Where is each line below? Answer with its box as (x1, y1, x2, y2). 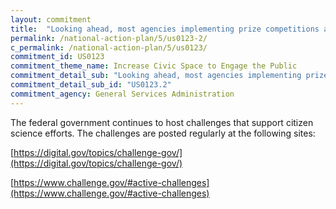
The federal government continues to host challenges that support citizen (10, 116, 314, 128)
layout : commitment (10, 14, 92, 25)
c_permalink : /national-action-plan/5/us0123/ (10, 42, 208, 53)
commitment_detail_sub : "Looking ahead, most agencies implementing (10, 71, 302, 81)
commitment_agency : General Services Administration (10, 89, 235, 99)
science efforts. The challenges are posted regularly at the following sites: (10, 127, 316, 139)
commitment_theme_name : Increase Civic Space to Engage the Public (10, 61, 298, 71)
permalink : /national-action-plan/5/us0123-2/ (10, 33, 208, 43)
